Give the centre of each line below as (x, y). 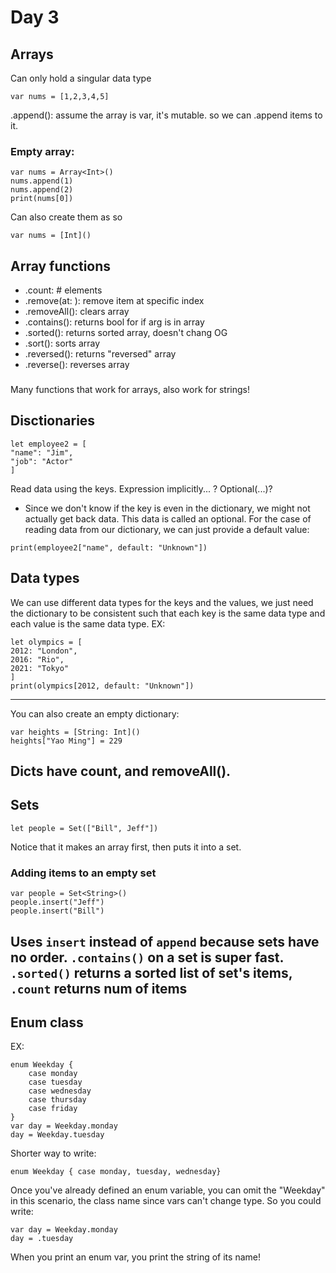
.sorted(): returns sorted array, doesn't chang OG (126, 333)
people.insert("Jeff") (57, 902)
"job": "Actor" (42, 461)
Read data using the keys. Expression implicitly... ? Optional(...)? (141, 488)
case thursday (57, 1100)
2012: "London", (44, 651)
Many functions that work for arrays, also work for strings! (130, 390)
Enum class (47, 1022)
